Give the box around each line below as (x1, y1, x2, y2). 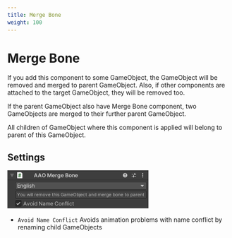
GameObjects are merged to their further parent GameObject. (7, 109, 187, 118)
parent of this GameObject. (7, 131, 86, 139)
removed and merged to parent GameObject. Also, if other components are (7, 81, 226, 90)
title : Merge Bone (7, 11, 61, 18)
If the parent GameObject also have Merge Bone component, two (7, 102, 197, 111)
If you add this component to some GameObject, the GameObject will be (7, 73, 218, 82)
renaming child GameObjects (17, 223, 102, 232)
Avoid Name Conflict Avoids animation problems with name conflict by (17, 215, 223, 224)
